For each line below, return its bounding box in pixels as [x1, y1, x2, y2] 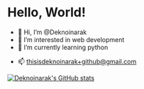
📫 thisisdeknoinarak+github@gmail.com [17, 57, 137, 66]
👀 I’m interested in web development [17, 35, 125, 43]
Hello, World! [7, 4, 87, 21]
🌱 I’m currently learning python [17, 43, 109, 51]
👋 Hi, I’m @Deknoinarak [17, 28, 87, 36]
